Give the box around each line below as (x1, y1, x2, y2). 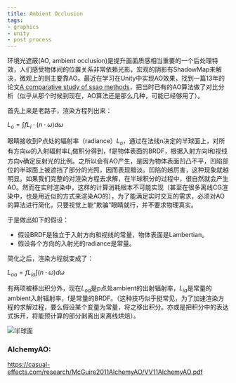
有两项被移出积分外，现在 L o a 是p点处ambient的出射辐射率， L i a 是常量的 (7, 284, 212, 295)
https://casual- (7, 361, 51, 369)
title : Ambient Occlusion (7, 10, 83, 18)
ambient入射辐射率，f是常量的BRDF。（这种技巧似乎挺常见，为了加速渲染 (7, 294, 218, 302)
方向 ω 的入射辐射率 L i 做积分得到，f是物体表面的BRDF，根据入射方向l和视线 (13, 147, 228, 156)
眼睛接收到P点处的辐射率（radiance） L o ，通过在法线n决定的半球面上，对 (7, 136, 219, 147)
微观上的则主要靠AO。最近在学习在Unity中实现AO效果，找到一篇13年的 (19, 74, 225, 83)
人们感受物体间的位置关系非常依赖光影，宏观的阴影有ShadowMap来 (19, 65, 216, 74)
